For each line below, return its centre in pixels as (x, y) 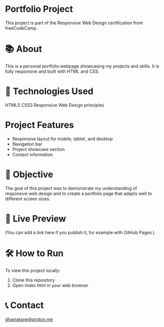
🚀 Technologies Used (49, 91)
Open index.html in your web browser (50, 285)
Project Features (40, 125)
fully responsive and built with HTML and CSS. (52, 71)
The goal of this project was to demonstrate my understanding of (71, 188)
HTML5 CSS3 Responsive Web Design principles (55, 105)
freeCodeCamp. (21, 28)
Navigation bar (27, 144)
